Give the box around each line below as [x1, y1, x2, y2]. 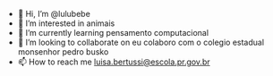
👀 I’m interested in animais [17, 18, 115, 29]
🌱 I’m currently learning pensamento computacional [17, 28, 209, 38]
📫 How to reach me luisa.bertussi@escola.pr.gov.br [17, 56, 210, 67]
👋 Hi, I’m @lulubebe [17, 9, 91, 19]
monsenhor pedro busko [17, 46, 109, 57]
